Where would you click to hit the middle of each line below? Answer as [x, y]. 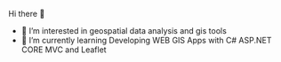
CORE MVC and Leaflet [64, 50]
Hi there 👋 [27, 14]
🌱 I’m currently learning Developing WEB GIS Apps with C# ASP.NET [146, 40]
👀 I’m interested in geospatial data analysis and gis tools [124, 31]
